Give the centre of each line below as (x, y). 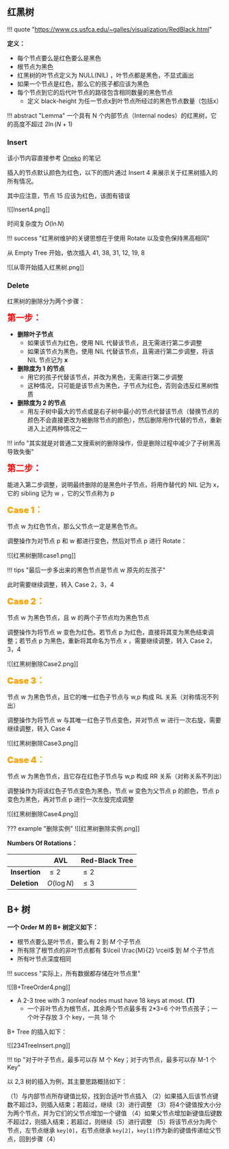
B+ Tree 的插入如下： (37, 1032)
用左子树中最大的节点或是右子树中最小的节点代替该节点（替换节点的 (123, 412)
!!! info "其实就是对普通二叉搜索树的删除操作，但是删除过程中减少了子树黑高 (114, 443)
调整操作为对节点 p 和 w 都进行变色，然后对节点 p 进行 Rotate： (97, 541)
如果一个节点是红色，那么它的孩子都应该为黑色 (83, 84)
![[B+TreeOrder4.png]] (39, 987)
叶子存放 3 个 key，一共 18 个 (75, 1017)
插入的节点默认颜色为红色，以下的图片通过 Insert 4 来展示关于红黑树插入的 (112, 173)
